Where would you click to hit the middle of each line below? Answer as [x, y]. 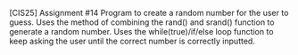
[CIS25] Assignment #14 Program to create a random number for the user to [149, 13]
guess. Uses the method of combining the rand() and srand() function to [142, 22]
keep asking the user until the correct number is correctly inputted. [132, 41]
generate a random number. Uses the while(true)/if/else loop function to [141, 31]
